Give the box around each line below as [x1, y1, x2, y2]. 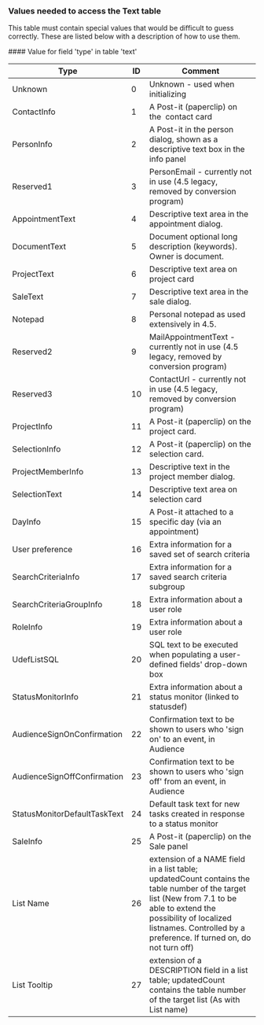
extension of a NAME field [148, 854, 246, 865]
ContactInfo [12, 106, 57, 117]
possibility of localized [148, 913, 232, 924]
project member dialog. [148, 471, 236, 482]
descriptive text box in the [148, 144, 245, 155]
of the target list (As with [148, 994, 240, 1005]
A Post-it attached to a [148, 507, 234, 518]
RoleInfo [12, 621, 43, 632]
